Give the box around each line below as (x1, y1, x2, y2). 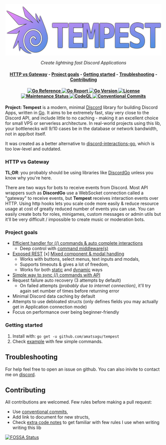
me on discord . (5, 371, 36, 378)
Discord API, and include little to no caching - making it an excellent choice (5, 115, 159, 121)
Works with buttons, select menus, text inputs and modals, (19, 256, 140, 262)
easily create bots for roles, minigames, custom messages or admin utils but (5, 211, 162, 217)
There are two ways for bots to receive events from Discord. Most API (5, 185, 148, 191)
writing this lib (12, 425, 41, 431)
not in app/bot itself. (5, 131, 46, 137)
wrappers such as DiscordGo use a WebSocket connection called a (5, 190, 144, 196)
